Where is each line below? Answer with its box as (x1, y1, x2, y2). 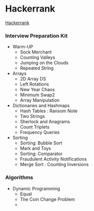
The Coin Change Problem (20, 196, 75, 202)
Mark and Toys (20, 146, 51, 152)
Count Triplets (20, 124, 50, 130)
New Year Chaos (20, 87, 55, 93)
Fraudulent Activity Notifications (20, 156, 87, 162)
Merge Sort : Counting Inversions (20, 162, 89, 168)
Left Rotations (20, 81, 49, 87)
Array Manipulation (20, 97, 60, 103)
